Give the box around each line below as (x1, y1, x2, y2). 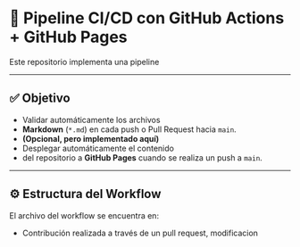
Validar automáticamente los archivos (21, 114, 161, 125)
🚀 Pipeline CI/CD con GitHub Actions (9, 8, 285, 29)
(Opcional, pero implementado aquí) (21, 133, 160, 144)
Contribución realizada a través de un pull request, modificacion (21, 227, 259, 238)
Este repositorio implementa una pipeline (9, 56, 160, 67)
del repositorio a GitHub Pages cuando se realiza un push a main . (21, 152, 263, 163)
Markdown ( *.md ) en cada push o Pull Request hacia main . (21, 124, 237, 135)
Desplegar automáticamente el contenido (21, 143, 174, 153)
